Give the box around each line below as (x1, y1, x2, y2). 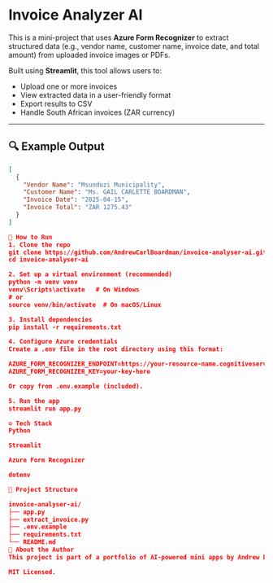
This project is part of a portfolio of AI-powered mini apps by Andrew (8, 553, 260, 561)
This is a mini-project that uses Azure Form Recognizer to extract (8, 33, 229, 42)
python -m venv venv (8, 278, 79, 287)
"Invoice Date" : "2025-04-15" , (23, 195, 129, 204)
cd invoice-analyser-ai (8, 256, 89, 264)
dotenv (8, 471, 31, 479)
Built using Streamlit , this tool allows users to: (8, 65, 162, 75)
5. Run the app (8, 397, 60, 405)
